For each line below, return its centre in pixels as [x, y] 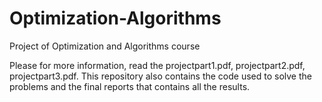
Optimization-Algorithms [115, 18]
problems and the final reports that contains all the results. [130, 86]
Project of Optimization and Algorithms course [105, 46]
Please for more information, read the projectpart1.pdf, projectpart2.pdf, [157, 65]
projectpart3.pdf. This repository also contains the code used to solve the [160, 76]
